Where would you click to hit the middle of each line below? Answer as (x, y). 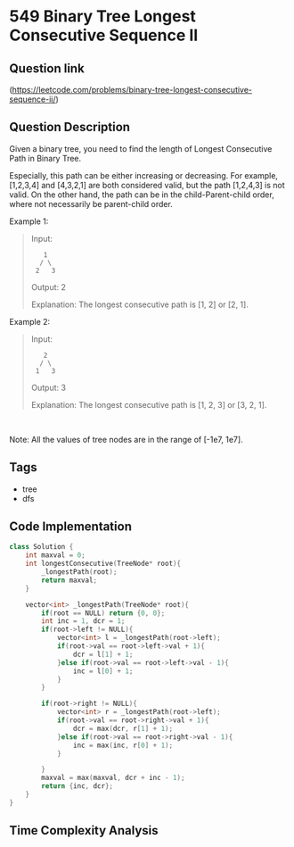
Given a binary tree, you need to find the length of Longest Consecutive (141, 148)
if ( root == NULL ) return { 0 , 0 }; (103, 613)
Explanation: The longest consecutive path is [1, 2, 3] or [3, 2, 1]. (149, 404)
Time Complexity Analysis (84, 830)
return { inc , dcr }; (78, 786)
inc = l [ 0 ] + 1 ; (103, 671)
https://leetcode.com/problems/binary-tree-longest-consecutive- (132, 90)
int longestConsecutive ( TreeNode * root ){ (103, 564)
